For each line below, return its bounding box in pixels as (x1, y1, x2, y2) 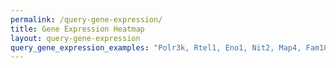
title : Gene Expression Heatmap (10, 24, 145, 34)
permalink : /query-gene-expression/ (10, 14, 163, 25)
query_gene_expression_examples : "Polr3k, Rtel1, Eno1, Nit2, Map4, (10, 42, 302, 53)
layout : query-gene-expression (10, 33, 141, 43)
